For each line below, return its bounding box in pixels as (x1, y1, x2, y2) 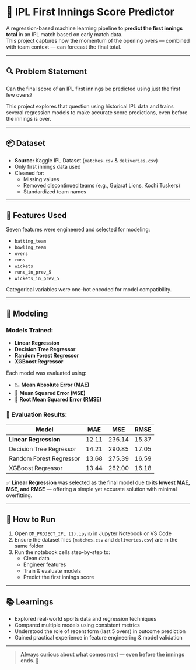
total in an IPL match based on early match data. (6, 30, 123, 38)
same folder (14, 542, 44, 550)
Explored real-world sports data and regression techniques (14, 615, 156, 622)
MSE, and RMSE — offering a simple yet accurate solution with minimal (6, 486, 177, 493)
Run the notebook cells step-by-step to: (14, 549, 111, 556)
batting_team (14, 239, 47, 244)
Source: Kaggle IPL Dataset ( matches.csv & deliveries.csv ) (14, 157, 158, 164)
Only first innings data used (14, 163, 81, 170)
